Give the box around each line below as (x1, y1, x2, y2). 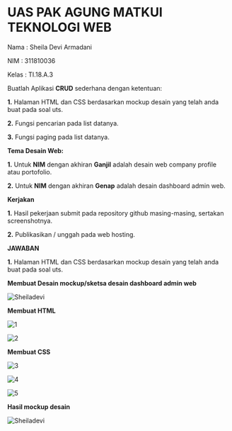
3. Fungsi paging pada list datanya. (7, 133, 110, 141)
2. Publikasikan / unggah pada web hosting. (7, 230, 136, 238)
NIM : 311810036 (7, 56, 56, 65)
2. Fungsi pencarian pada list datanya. (7, 118, 119, 128)
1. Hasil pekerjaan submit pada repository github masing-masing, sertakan (7, 208, 224, 217)
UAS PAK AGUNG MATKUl (7, 4, 163, 21)
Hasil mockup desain (7, 402, 71, 411)
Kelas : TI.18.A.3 (7, 70, 54, 79)
